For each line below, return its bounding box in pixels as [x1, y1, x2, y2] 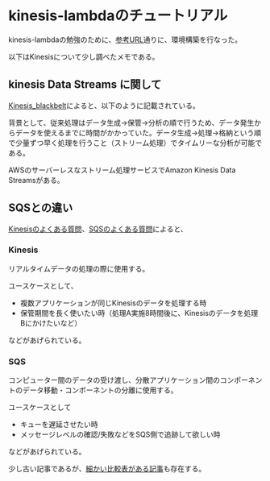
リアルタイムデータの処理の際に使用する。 [8, 263, 150, 273]
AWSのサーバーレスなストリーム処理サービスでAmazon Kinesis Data [8, 165, 236, 175]
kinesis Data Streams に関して [8, 77, 162, 92]
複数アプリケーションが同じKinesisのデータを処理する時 [19, 298, 207, 308]
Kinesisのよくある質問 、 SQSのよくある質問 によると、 [8, 224, 188, 234]
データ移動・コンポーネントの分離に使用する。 [22, 385, 178, 395]
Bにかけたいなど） [19, 318, 82, 328]
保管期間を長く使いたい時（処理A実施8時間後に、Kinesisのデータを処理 [19, 308, 259, 317]
